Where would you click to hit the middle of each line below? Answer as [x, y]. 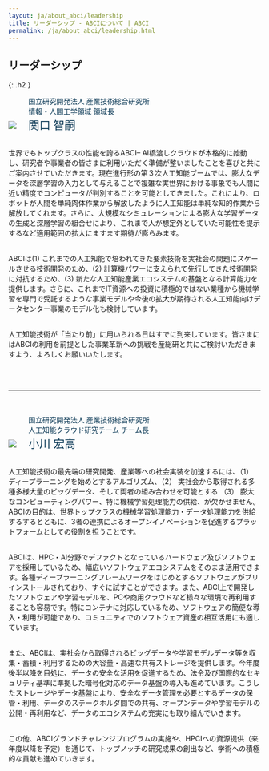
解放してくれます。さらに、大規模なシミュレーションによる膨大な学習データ [134, 213]
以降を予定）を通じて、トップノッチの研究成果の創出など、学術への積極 [141, 749]
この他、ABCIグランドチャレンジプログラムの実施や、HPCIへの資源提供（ [130, 739]
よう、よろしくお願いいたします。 [71, 354]
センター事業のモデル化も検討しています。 [92, 309]
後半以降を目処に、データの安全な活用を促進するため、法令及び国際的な [127, 673]
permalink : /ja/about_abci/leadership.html [82, 30]
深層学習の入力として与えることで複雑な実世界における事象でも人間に [145, 183]
